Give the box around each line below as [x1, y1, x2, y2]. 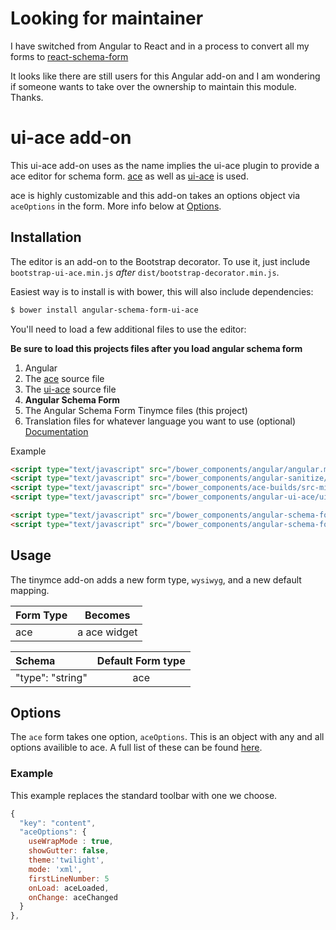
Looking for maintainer [10, 7, 204, 30]
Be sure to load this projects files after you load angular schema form [10, 342, 303, 354]
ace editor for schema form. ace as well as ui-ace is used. [10, 170, 249, 182]
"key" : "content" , [19, 818, 97, 828]
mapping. [10, 584, 50, 596]
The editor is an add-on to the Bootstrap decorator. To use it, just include [10, 255, 311, 267]
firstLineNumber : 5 [28, 873, 110, 884]
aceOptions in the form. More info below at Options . [10, 200, 222, 212]
